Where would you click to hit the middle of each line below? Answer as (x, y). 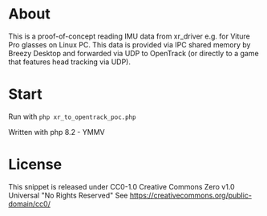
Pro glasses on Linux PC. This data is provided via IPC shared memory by (129, 44)
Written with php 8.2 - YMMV (57, 132)
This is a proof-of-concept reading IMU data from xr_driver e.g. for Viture (129, 36)
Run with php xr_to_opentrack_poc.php (72, 116)
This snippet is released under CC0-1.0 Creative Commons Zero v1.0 (121, 186)
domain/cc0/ (29, 204)
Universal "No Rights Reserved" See (68, 195)
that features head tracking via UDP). (69, 62)
